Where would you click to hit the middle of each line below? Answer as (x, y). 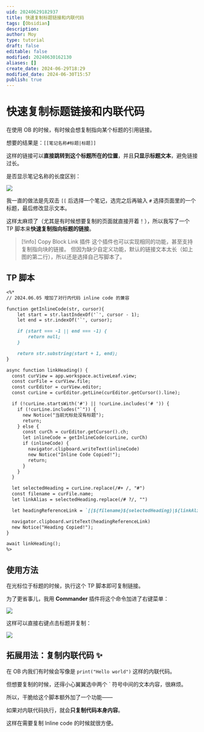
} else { (28, 427)
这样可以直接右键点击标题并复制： (49, 623)
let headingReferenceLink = (47, 511)
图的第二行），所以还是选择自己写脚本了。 (73, 257)
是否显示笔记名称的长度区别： (43, 176)
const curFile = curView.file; (51, 382)
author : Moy (21, 35)
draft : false (23, 46)
